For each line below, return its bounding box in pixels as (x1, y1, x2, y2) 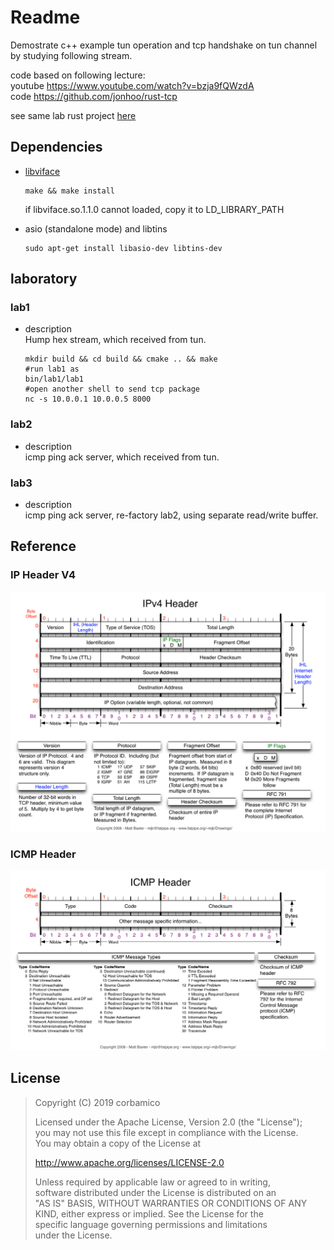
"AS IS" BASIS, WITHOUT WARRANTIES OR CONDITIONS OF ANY (34, 1197, 308, 1209)
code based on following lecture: (10, 69, 146, 81)
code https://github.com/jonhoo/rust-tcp (10, 90, 178, 102)
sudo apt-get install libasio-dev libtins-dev (24, 243, 223, 253)
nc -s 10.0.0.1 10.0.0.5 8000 (24, 394, 152, 405)
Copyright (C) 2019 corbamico (34, 1096, 161, 1108)
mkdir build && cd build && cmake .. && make (24, 354, 218, 365)
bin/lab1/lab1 (24, 374, 84, 385)
